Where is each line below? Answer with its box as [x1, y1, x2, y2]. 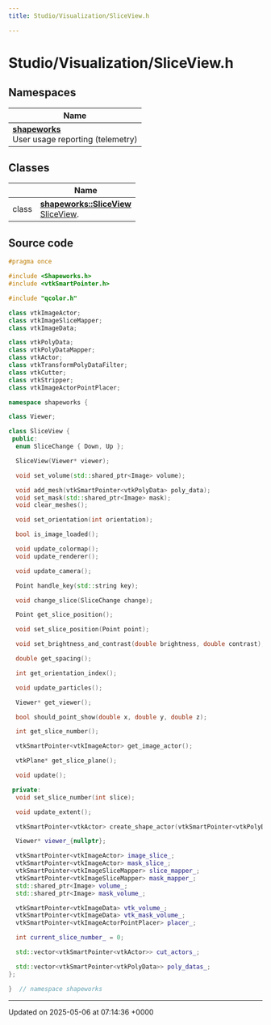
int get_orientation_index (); [15, 669, 117, 677]
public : [11, 435, 38, 443]
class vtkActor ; [8, 353, 63, 362]
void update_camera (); [15, 567, 92, 575]
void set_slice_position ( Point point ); [15, 626, 150, 634]
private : [11, 786, 42, 794]
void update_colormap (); [15, 545, 99, 553]
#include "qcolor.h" [8, 294, 78, 302]
